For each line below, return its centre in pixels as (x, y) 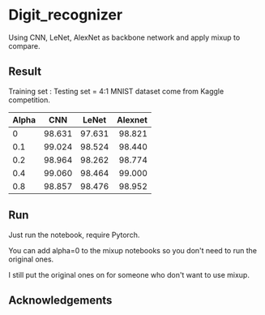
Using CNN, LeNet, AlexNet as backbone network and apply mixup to (124, 37)
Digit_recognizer (66, 15)
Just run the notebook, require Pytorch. (74, 235)
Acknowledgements (60, 300)
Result (25, 72)
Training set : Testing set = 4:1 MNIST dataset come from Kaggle (116, 91)
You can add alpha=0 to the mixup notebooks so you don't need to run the (133, 250)
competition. (30, 100)
